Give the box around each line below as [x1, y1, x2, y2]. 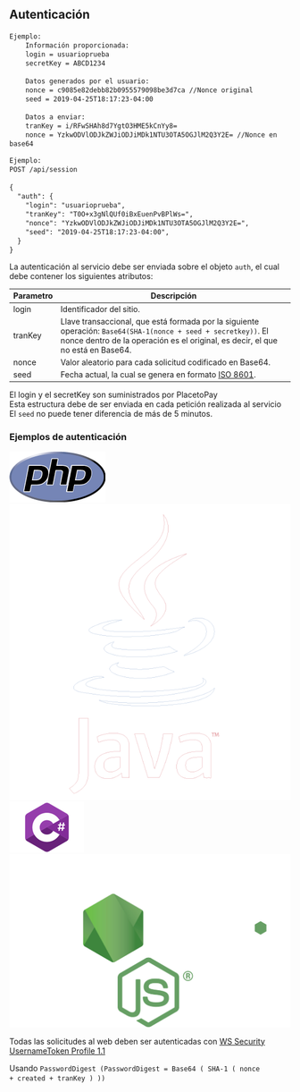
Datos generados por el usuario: [25, 76, 150, 86]
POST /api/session [9, 165, 78, 174]
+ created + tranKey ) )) [9, 1073, 105, 1083]
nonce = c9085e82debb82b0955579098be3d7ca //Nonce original [25, 85, 254, 95]
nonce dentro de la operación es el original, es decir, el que [60, 334, 279, 345]
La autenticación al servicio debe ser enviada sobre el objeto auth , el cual [9, 261, 279, 272]
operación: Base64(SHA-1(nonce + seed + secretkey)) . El [60, 326, 270, 336]
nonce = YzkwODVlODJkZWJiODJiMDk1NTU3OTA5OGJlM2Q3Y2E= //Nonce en [25, 130, 278, 140]
